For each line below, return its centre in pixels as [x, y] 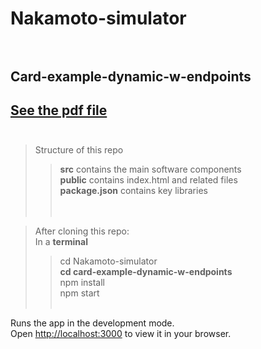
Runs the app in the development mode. [92, 323]
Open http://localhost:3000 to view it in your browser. [121, 334]
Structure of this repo [79, 150]
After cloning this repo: [82, 231]
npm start [79, 293]
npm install [82, 283]
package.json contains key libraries [133, 191]
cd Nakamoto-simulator [108, 261]
